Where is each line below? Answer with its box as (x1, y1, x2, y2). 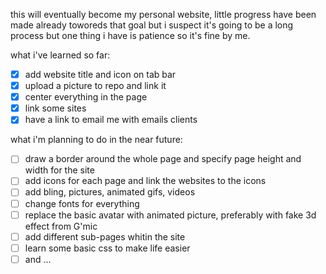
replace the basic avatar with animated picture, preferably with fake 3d (24, 209, 317, 221)
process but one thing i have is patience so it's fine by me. (10, 30, 251, 41)
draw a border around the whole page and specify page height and (24, 153, 302, 165)
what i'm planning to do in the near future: (10, 134, 183, 146)
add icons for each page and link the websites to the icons (24, 175, 267, 187)
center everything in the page (24, 91, 148, 103)
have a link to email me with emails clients (24, 114, 198, 126)
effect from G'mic (24, 220, 98, 232)
